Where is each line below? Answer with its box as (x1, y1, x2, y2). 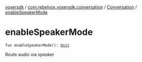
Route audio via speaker (5, 51, 54, 57)
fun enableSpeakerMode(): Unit (5, 43, 70, 48)
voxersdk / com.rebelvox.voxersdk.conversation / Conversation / (5, 4, 137, 10)
